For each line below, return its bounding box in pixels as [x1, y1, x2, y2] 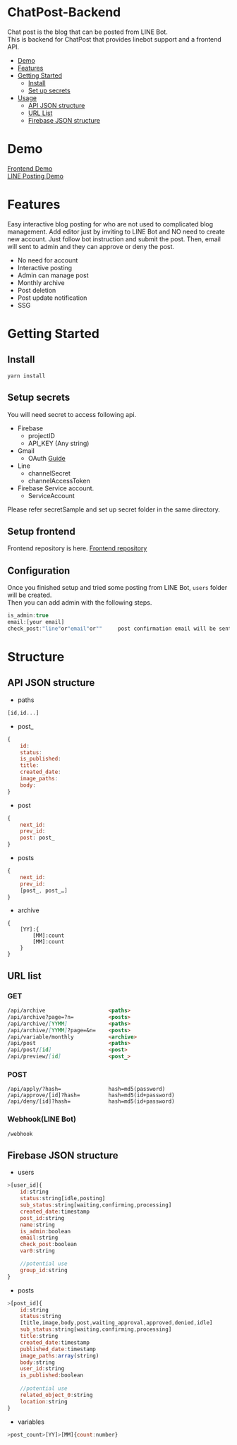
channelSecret [28, 468, 71, 477]
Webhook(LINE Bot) [7, 1114, 76, 1124]
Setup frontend [7, 526, 75, 538]
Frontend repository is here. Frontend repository [7, 544, 147, 552]
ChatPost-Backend [7, 4, 121, 20]
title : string [20, 1333, 59, 1340]
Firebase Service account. [17, 484, 95, 492]
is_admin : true [7, 612, 49, 619]
